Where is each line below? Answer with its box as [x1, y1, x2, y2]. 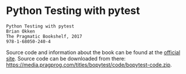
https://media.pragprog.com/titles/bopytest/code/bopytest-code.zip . [6, 61, 173, 68]
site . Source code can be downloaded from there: [6, 55, 126, 62]
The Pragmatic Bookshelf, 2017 [6, 33, 82, 39]
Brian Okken [6, 28, 35, 34]
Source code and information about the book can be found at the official [6, 48, 180, 56]
